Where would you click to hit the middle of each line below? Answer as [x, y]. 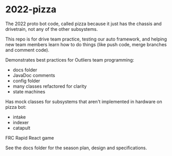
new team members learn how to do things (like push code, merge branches [86, 44]
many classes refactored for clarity [50, 86]
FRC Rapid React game [30, 138]
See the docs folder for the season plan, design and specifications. [76, 148]
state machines [29, 91]
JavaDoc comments [34, 75]
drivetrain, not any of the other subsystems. [52, 29]
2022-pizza [31, 9]
